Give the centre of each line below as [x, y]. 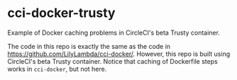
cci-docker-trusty [61, 13]
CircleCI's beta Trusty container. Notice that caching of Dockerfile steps [112, 61]
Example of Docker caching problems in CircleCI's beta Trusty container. [114, 33]
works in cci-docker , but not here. [57, 69]
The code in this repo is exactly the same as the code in [89, 46]
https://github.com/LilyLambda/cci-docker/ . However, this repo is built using [119, 54]
